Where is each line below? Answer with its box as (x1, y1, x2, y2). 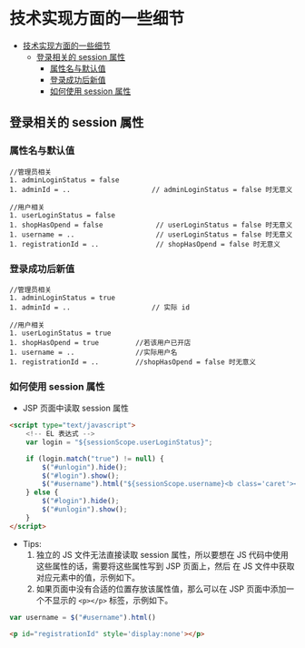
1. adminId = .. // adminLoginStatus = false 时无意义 (9, 185, 293, 194)
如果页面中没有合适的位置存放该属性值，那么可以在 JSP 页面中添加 (35, 583, 287, 594)
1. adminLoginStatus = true (9, 293, 116, 302)
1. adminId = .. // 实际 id (9, 302, 191, 312)
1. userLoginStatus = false (9, 210, 116, 219)
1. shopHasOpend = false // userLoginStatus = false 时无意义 (9, 220, 293, 229)
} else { (25, 488, 59, 497)
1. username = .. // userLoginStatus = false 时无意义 (9, 229, 293, 239)
